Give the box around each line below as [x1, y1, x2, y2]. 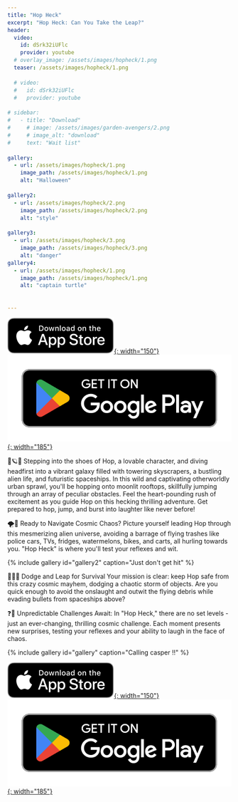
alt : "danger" [20, 251, 62, 259]
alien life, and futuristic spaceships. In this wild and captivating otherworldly [7, 474, 229, 483]
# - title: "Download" [7, 117, 81, 124]
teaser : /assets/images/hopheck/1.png [13, 64, 129, 71]
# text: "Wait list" [7, 139, 81, 146]
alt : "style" [20, 214, 59, 222]
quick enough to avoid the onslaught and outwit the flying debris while [7, 587, 214, 595]
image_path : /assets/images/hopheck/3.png [20, 244, 148, 251]
